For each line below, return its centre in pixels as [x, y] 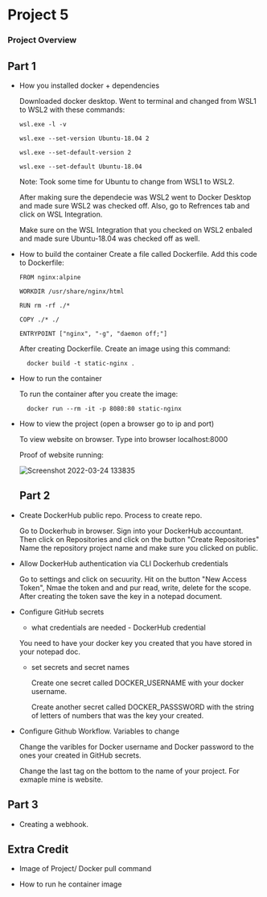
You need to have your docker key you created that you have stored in [136, 643]
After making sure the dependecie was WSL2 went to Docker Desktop [135, 197]
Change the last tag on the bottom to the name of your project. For [129, 771]
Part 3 [23, 805]
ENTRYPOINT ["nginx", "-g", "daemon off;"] [93, 333]
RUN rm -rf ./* [45, 305]
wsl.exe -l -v [43, 124]
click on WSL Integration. [61, 214]
